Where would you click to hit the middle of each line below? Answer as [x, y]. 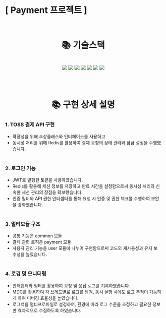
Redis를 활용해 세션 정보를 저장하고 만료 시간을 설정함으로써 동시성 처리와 [83, 186]
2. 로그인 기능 [21, 168]
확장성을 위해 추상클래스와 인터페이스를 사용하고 [59, 136]
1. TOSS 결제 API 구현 [30, 125]
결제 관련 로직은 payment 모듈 [42, 242]
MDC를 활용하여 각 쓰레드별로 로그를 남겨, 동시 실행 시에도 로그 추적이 [80, 292]
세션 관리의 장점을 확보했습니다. [52, 192]
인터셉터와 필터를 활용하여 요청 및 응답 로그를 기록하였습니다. [71, 285]
